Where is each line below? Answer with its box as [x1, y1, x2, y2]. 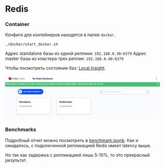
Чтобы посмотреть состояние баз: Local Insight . [5, 65, 106, 71]
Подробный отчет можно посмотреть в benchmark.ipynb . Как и [5, 137, 138, 143]
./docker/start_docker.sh [5, 42, 58, 47]
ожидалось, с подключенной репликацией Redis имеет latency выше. [5, 143, 151, 148]
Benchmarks [5, 126, 36, 133]
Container [5, 21, 29, 28]
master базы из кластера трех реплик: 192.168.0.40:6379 [5, 56, 124, 62]
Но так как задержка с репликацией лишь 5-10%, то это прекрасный [5, 152, 150, 158]
